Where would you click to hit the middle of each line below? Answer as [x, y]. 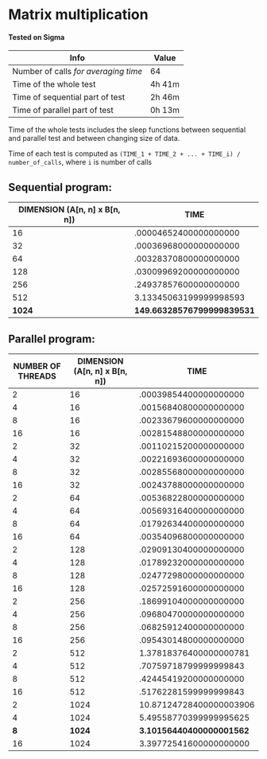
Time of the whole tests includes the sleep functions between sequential [127, 130]
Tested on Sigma [37, 37]
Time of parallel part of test [63, 111]
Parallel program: [52, 339]
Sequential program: [60, 187]
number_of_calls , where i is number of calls [80, 162]
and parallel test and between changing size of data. [94, 138]
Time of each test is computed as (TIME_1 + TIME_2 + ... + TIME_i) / [124, 154]
